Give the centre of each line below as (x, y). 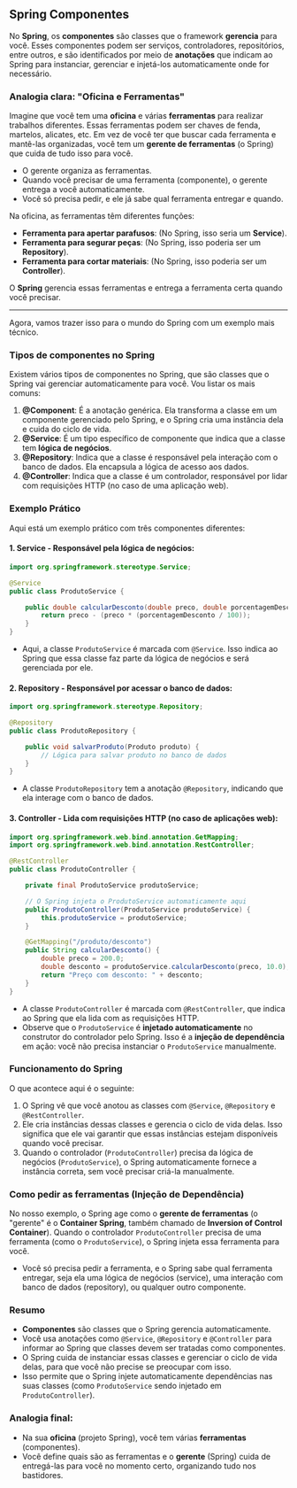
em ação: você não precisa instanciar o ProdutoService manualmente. (149, 1046)
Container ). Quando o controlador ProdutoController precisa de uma (136, 1232)
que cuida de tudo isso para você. (71, 153)
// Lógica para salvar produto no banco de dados (134, 755)
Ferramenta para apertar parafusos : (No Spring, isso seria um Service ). (154, 233)
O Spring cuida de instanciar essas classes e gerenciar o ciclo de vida (149, 1358)
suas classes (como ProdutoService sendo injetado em (122, 1386)
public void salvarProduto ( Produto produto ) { (112, 747)
